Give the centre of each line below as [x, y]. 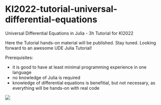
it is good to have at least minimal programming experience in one [79, 67]
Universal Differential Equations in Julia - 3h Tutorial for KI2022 [69, 33]
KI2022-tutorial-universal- [61, 9]
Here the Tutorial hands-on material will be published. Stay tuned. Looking [81, 42]
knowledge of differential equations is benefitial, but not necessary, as [84, 83]
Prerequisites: [19, 57]
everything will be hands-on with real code [56, 88]
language [22, 72]
